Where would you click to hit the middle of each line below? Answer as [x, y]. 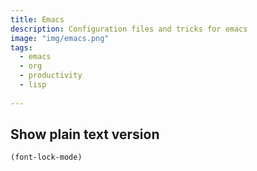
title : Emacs [37, 19]
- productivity [51, 76]
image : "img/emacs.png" [60, 38]
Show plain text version [85, 134]
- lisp [33, 85]
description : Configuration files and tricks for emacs [129, 29]
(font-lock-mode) [46, 157]
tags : [21, 47]
